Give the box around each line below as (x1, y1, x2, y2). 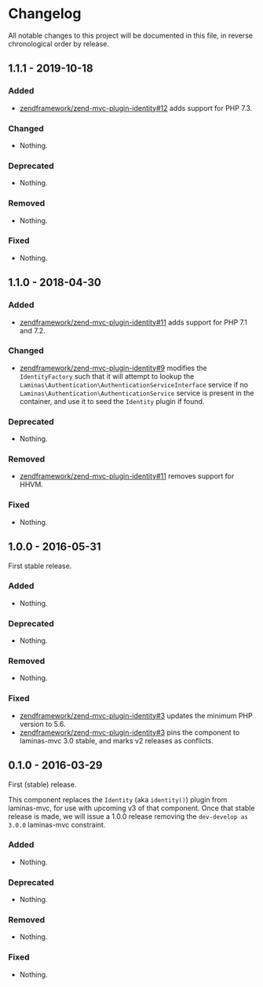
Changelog (8, 5, 82, 23)
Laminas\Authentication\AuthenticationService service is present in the (19, 388, 254, 398)
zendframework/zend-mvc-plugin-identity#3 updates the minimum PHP (19, 710, 253, 720)
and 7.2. (19, 325, 46, 335)
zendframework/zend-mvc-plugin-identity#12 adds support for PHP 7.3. (19, 103, 253, 112)
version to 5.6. (19, 719, 66, 728)
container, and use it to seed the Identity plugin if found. (19, 396, 205, 405)
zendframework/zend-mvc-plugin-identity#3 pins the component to (19, 728, 240, 737)
